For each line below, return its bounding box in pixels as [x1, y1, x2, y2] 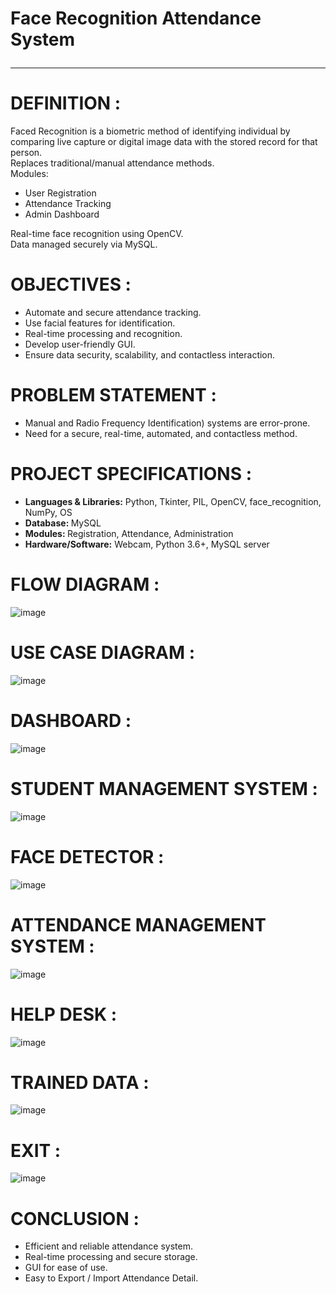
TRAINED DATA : [10, 1071, 150, 1094]
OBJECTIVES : [10, 273, 132, 296]
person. [10, 147, 43, 159]
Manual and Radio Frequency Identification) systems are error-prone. [24, 417, 311, 429]
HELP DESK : [10, 1003, 118, 1026]
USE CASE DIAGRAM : [10, 642, 196, 664]
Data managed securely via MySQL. [10, 238, 158, 251]
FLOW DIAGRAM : [10, 573, 160, 596]
